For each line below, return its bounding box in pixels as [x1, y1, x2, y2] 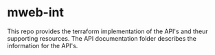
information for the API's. [7, 41, 78, 50]
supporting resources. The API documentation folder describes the [7, 34, 197, 42]
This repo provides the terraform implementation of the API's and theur [7, 27, 208, 35]
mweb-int [7, 5, 64, 20]
